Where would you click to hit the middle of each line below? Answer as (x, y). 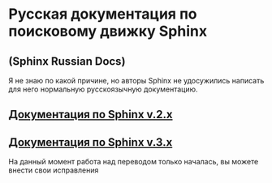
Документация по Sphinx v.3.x (91, 142)
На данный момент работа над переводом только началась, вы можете (134, 162)
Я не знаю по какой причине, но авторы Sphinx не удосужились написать (136, 81)
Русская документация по (103, 14)
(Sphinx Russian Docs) (67, 61)
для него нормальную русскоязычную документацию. (103, 89)
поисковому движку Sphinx (108, 31)
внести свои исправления (54, 170)
